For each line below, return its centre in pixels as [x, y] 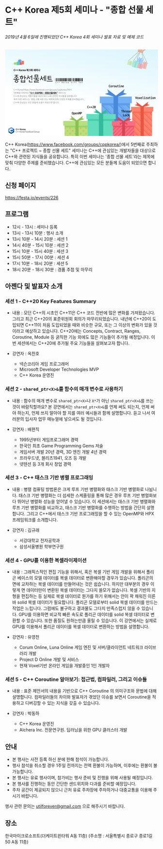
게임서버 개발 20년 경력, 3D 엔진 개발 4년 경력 [63, 452]
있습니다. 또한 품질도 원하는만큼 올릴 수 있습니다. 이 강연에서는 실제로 [92, 621]
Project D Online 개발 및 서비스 [49, 660]
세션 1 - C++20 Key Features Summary [51, 301]
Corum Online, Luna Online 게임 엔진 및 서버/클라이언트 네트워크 [81, 647]
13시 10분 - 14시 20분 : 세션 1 [40, 239]
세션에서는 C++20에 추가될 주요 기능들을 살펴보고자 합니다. [73, 343]
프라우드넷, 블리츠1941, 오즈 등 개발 [53, 458]
